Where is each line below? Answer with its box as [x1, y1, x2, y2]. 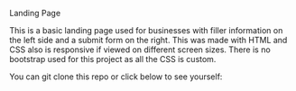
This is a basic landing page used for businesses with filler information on [9, 25, 283, 35]
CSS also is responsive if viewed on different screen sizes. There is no [9, 44, 271, 55]
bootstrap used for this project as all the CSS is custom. [9, 54, 217, 64]
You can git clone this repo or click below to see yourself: [9, 71, 223, 82]
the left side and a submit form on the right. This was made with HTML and [9, 35, 288, 45]
